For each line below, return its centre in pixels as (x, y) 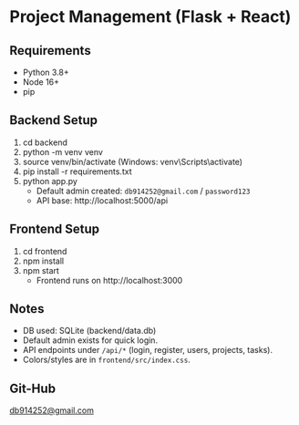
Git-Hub (33, 388)
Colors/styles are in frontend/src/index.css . (107, 360)
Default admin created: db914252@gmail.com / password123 (143, 191)
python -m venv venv (62, 151)
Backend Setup (54, 120)
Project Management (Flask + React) (150, 17)
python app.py (50, 181)
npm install (43, 261)
